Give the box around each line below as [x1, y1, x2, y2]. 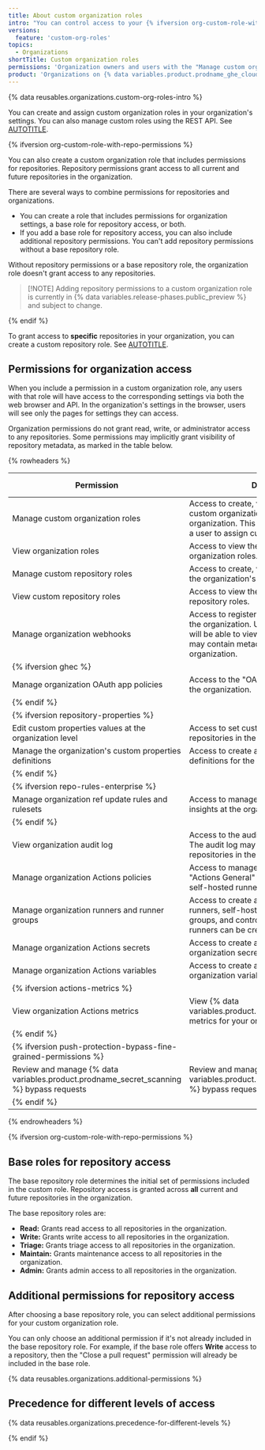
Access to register [188, 609, 257, 620]
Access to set [188, 723, 240, 734]
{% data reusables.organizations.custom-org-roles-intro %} [8, 92, 203, 101]
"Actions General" [188, 872, 256, 883]
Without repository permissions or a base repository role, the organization [8, 260, 248, 269]
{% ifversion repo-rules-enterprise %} [12, 781, 156, 792]
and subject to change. [27, 300, 103, 309]
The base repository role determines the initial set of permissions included [8, 1176, 250, 1186]
